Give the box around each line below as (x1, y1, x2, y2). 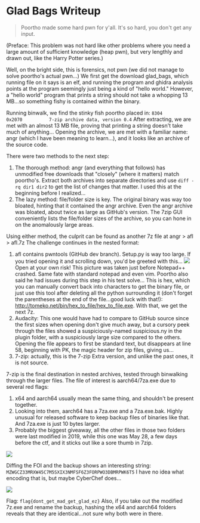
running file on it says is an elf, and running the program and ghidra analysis (6, 79, 193, 86)
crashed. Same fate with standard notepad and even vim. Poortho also (14, 270, 189, 277)
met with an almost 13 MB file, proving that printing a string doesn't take (6, 122, 183, 129)
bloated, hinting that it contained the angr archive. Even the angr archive (14, 202, 193, 209)
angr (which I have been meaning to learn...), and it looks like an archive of (6, 134, 190, 141)
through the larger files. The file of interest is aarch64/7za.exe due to (6, 377, 176, 384)
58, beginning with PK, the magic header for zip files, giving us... (14, 346, 174, 353)
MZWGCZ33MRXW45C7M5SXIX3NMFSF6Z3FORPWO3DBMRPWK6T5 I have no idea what (6, 468, 184, 475)
